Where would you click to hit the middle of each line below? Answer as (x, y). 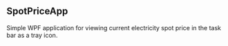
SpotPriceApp (37, 11)
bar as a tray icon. (32, 35)
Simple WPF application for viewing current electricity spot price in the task (114, 27)
